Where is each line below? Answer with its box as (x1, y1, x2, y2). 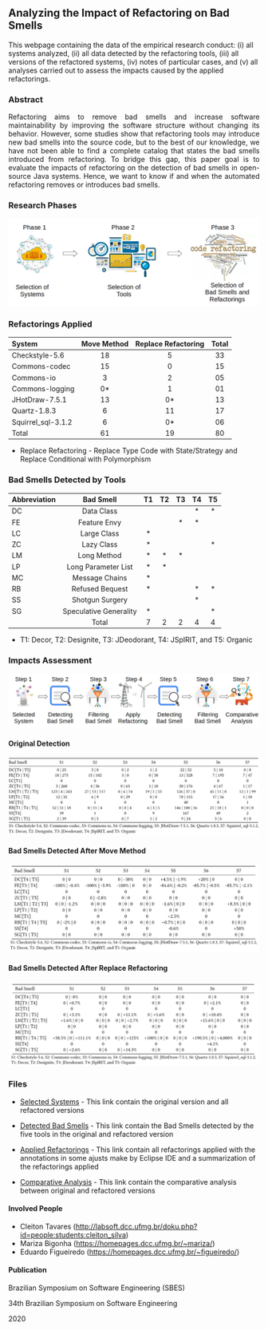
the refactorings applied (19, 1162, 100, 1171)
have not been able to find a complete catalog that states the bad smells (8, 146, 260, 156)
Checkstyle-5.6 (11, 350, 65, 360)
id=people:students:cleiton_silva (19, 1229, 126, 1240)
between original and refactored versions (19, 1186, 156, 1195)
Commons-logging (11, 383, 75, 394)
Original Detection (8, 738, 70, 748)
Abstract (8, 93, 44, 105)
